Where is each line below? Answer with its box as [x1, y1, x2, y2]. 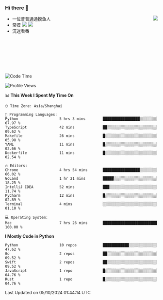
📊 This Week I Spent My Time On [5, 93, 74, 98]
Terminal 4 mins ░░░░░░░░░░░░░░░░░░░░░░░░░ [5, 202, 158, 206]
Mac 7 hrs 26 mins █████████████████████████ [5, 221, 158, 225]
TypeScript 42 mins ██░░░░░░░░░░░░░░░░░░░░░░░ [5, 125, 158, 130]
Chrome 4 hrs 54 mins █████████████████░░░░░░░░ [5, 168, 158, 172]
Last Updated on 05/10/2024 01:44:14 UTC [5, 290, 91, 296]
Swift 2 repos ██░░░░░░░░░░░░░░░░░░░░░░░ [5, 260, 158, 265]
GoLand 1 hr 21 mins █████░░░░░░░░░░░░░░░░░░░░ [5, 176, 158, 181]
